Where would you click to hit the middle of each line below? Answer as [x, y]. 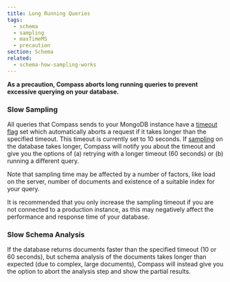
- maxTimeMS [31, 39]
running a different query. [43, 161]
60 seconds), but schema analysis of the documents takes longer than [107, 257]
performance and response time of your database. [78, 217]
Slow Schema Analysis [46, 235]
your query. [23, 188]
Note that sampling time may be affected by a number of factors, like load [111, 174]
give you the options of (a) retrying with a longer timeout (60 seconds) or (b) [115, 153]
